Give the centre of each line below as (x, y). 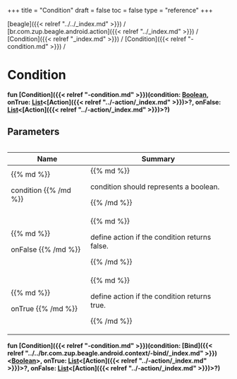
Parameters (34, 132)
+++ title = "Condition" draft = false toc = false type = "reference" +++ (110, 10)
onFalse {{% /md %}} (46, 249)
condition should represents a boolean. (155, 187)
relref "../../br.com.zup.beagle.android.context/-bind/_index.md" (105, 353)
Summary (158, 158)
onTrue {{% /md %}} (44, 308)
